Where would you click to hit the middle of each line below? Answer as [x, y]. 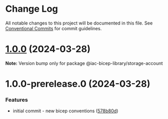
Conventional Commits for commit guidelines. [53, 28]
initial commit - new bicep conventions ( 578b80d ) [66, 111]
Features [17, 100]
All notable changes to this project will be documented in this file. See [79, 23]
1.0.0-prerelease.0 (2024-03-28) [78, 84]
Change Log [32, 9]
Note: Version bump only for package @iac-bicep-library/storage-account [84, 63]
